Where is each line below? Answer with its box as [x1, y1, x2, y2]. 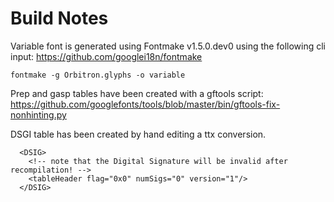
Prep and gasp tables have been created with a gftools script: [10, 87, 264, 99]
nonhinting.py [10, 108, 67, 121]
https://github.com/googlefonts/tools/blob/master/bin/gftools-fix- [10, 98, 281, 110]
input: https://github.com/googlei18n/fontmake [10, 50, 203, 62]
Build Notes [10, 7, 109, 30]
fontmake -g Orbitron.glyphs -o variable [10, 70, 186, 80]
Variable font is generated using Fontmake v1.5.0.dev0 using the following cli [10, 40, 326, 52]
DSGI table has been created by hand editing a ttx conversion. [10, 128, 267, 140]
